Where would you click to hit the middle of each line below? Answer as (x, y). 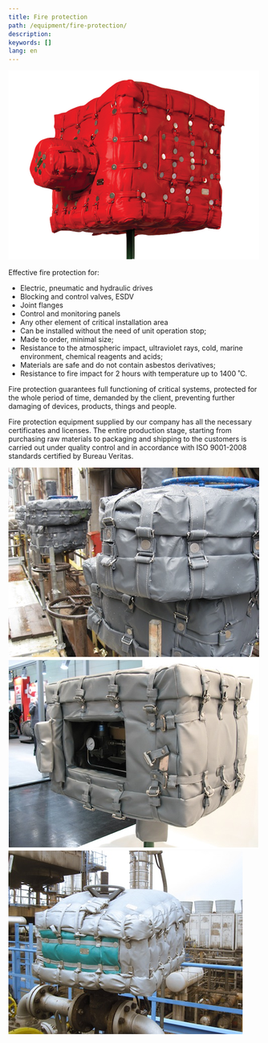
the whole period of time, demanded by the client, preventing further (122, 398)
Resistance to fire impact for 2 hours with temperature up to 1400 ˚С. (134, 373)
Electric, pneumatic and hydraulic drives (86, 288)
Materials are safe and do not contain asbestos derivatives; (118, 365)
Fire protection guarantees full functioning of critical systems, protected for (133, 390)
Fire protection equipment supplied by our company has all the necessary (130, 422)
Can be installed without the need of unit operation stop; (113, 331)
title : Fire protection (48, 17)
